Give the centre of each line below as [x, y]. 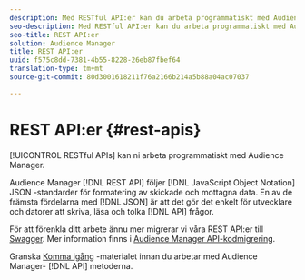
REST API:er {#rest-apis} [105, 130]
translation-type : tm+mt [56, 69]
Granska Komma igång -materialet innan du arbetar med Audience [133, 256]
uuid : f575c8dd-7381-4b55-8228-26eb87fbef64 [95, 60]
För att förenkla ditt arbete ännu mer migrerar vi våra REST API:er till [137, 229]
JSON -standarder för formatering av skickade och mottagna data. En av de [151, 192]
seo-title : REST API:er [54, 35]
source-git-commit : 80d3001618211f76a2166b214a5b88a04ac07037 [129, 77]
